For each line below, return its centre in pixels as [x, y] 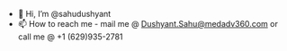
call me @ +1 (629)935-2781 [70, 37]
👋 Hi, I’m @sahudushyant [64, 14]
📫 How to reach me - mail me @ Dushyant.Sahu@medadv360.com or [148, 24]
